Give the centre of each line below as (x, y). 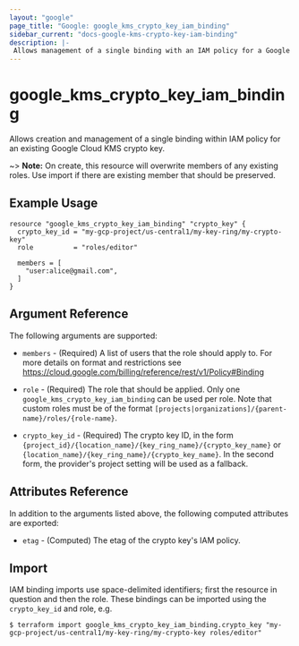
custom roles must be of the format (87, 408)
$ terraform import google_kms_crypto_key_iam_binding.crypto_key (136, 625)
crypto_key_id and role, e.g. (61, 608)
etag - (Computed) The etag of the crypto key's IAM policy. (132, 540)
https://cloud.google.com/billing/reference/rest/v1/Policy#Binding (143, 371)
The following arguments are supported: (84, 336)
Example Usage (54, 204)
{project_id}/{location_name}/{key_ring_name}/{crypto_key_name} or (152, 445)
